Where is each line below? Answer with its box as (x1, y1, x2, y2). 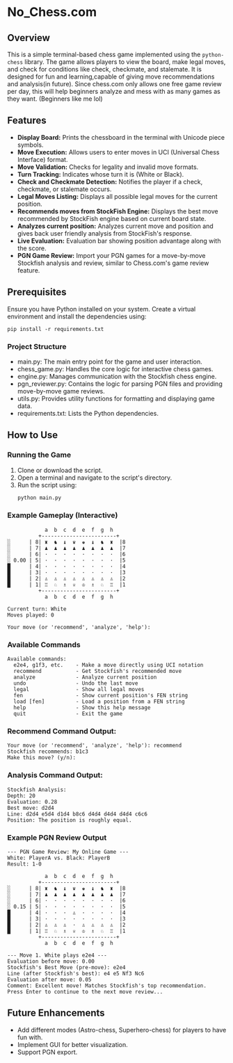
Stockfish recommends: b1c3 (7, 748, 89, 755)
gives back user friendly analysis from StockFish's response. (17, 229, 193, 237)
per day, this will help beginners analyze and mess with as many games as (7, 88, 220, 95)
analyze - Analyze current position (13, 674, 157, 681)
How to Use (7, 429, 58, 441)
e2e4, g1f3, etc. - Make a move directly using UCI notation (13, 662, 204, 669)
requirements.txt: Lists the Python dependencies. (17, 409, 159, 417)
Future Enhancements (7, 1007, 106, 1019)
